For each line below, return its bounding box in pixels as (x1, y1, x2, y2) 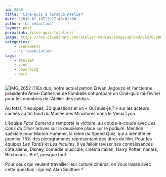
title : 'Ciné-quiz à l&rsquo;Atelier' (5, 12, 85, 17)
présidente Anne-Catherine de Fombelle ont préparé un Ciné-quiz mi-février (5, 90, 161, 96)
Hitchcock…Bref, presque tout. (5, 151, 68, 157)
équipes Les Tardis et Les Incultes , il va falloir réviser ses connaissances (5, 141, 153, 147)
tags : (5, 53, 16, 58)
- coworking (14, 67, 39, 72)
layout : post (5, 26, 32, 31)
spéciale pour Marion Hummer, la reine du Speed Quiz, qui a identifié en (5, 131, 152, 136)
